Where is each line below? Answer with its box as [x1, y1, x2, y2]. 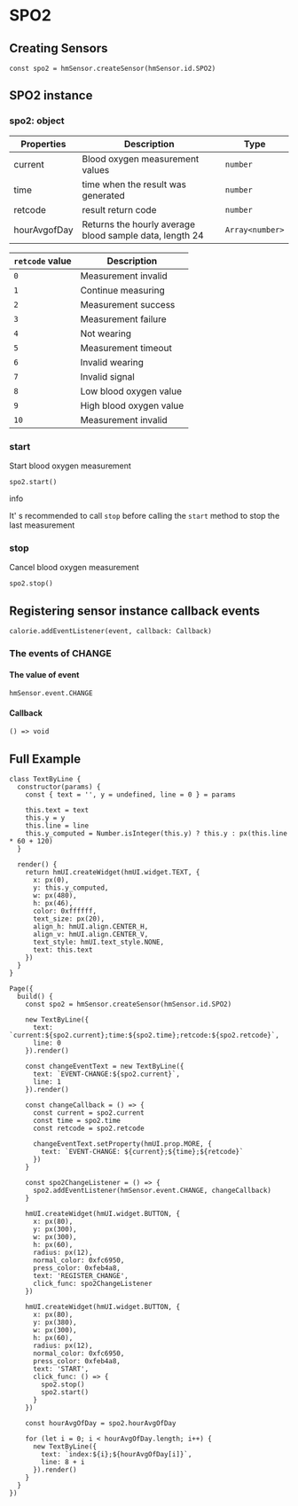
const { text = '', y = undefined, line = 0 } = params [25, 790, 237, 799]
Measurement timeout [80, 341, 173, 354]
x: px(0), [32, 875, 69, 885]
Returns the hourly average [82, 218, 195, 231]
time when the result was [82, 178, 187, 191]
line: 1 [32, 1078, 62, 1086]
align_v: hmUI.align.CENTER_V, [32, 930, 149, 939]
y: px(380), [32, 1318, 77, 1327]
